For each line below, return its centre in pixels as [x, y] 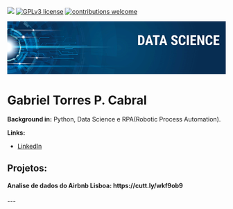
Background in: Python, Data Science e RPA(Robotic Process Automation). [114, 119]
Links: [16, 133]
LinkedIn [29, 147]
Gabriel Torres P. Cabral [77, 100]
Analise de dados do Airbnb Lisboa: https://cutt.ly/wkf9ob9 [95, 186]
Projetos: [27, 168]
